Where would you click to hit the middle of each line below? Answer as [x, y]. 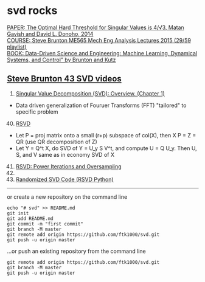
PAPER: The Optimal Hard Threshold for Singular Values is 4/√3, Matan [96, 27]
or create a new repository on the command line [67, 197]
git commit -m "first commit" [45, 224]
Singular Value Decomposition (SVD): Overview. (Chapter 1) [90, 93]
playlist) [17, 47]
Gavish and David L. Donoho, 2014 [50, 33]
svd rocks [32, 11]
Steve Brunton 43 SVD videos [64, 79]
